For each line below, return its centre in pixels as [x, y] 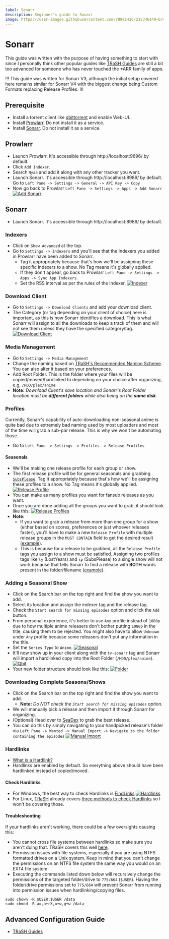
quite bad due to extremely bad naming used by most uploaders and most [82, 425]
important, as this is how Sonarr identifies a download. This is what [82, 318]
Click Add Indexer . [31, 166]
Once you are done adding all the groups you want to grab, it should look [88, 506]
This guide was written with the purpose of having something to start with [82, 58]
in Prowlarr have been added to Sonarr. [53, 256]
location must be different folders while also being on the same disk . [85, 395]
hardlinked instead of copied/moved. [51, 771]
